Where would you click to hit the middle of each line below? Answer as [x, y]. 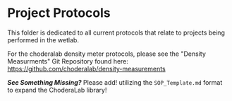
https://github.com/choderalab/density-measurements [86, 69]
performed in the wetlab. [43, 40]
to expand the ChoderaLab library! [57, 90]
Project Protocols [59, 13]
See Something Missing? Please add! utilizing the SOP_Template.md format [115, 82]
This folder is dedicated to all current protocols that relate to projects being [116, 32]
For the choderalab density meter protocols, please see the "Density [107, 54]
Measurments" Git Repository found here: [68, 61]
